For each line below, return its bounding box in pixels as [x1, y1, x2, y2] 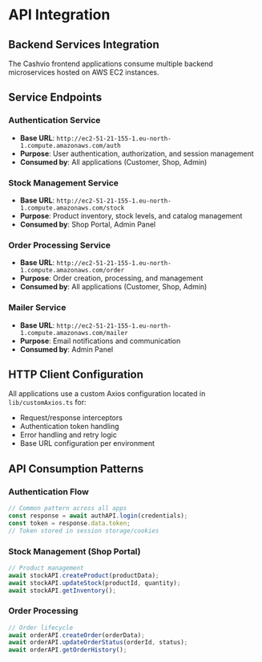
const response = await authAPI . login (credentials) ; [8, 512, 188, 520]
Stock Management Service [8, 177, 119, 188]
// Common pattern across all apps [8, 505, 127, 513]
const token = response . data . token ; [8, 519, 131, 527]
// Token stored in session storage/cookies [8, 526, 159, 535]
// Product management [8, 564, 84, 572]
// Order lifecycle [8, 623, 74, 631]
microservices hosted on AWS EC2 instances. [8, 67, 159, 77]
